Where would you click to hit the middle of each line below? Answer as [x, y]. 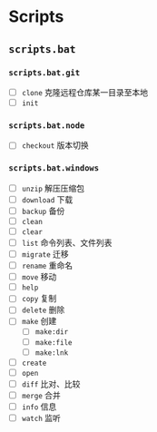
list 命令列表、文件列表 [67, 242]
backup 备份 [43, 211]
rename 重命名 [47, 266]
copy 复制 [39, 299]
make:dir [52, 332]
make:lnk [52, 353]
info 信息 [39, 407]
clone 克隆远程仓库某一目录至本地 [85, 92]
